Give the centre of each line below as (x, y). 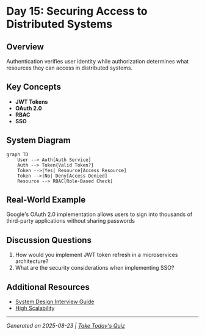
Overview (25, 47)
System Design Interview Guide (55, 302)
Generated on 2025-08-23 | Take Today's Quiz (66, 326)
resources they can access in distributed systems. (70, 68)
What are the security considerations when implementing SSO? (95, 268)
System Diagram (39, 141)
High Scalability (35, 308)
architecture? (32, 261)
